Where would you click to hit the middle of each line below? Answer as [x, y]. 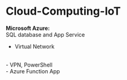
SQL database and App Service [45, 34]
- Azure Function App [33, 71]
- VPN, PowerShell [29, 65]
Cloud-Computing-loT [63, 11]
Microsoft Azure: [28, 28]
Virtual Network [34, 46]
